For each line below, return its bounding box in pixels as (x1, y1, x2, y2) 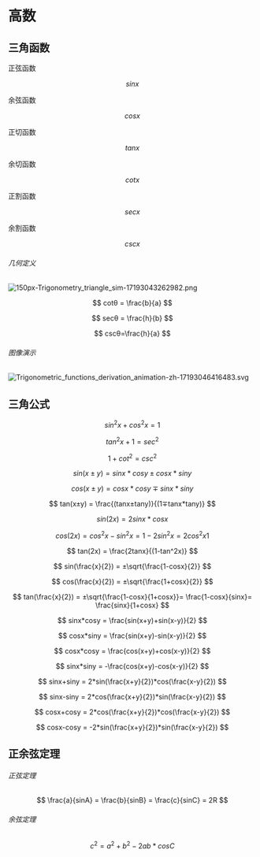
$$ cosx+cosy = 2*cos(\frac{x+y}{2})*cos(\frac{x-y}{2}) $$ (34, 707, 231, 717)
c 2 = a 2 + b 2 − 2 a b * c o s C (90, 840, 175, 851)
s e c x (124, 207, 140, 217)
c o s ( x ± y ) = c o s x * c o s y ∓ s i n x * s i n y (71, 484, 194, 493)
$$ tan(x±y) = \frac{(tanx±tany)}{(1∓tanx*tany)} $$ (48, 499, 217, 509)
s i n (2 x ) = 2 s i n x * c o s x (96, 514, 169, 524)
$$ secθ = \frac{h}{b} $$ (91, 313, 173, 323)
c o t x (124, 175, 140, 184)
